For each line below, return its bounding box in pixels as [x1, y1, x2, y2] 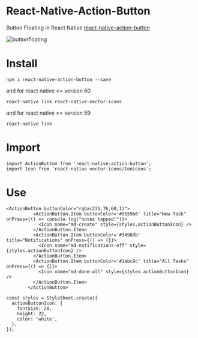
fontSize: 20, [17, 305, 52, 312]
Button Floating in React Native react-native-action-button [6, 24, 150, 31]
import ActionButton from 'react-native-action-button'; [6, 160, 152, 166]
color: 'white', [17, 316, 58, 322]
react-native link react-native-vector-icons [6, 98, 122, 104]
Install [6, 57, 38, 70]
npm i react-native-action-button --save [6, 76, 112, 82]
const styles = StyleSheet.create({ [6, 295, 98, 301]
